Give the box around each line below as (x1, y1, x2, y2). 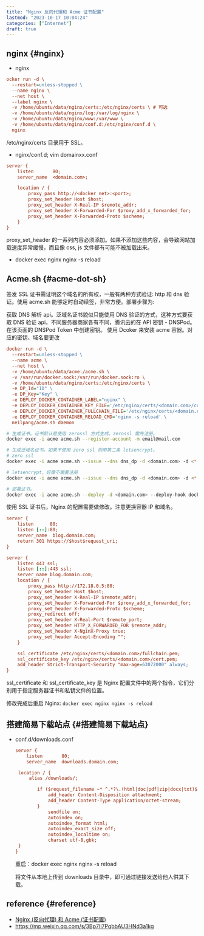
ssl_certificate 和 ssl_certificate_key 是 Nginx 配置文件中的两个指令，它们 (6, 679, 189, 687)
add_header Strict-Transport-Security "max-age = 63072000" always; (17, 662, 189, 668)
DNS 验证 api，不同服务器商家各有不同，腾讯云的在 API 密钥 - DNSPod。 (13, 318, 195, 326)
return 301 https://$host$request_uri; (17, 538, 118, 544)
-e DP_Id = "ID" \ (12, 385, 53, 392)
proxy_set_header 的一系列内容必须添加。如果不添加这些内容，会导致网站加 (6, 236, 195, 244)
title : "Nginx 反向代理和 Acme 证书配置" (6, 9, 104, 15)
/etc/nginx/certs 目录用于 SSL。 (6, 139, 86, 146)
